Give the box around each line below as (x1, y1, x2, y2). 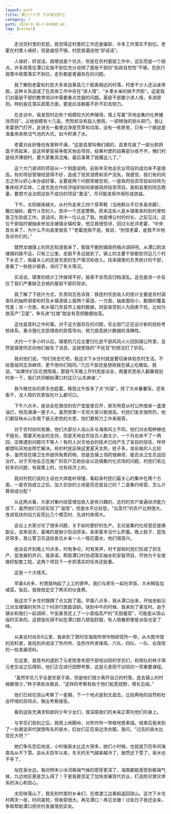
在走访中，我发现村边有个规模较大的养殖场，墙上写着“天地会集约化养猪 (14, 112, 164, 118)
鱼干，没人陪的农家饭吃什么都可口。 (5, 392, 81, 398)
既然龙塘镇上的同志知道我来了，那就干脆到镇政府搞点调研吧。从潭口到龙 (14, 244, 166, 250)
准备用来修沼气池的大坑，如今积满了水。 (5, 131, 90, 137)
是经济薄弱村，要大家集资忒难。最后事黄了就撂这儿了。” (5, 154, 121, 160)
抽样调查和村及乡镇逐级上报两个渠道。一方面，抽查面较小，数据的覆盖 (18, 297, 166, 304)
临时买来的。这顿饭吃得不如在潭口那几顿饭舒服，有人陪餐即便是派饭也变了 (5, 617, 161, 623)
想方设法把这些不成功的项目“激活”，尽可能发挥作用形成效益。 (18, 191, 148, 197)
